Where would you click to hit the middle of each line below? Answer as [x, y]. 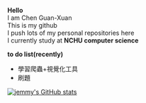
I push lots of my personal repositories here [71, 33]
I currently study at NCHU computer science [73, 40]
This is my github [33, 25]
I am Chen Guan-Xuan [40, 18]
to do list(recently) [35, 54]
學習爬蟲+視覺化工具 [48, 69]
